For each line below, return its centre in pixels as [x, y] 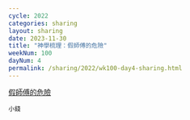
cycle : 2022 [28, 16]
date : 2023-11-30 [38, 38]
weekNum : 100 [30, 53]
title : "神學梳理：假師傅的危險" [58, 46]
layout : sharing [36, 31]
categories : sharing [43, 23]
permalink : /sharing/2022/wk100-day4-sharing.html [95, 68]
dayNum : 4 [25, 61]
